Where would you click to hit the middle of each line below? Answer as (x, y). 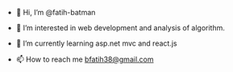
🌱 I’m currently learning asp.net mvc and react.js (96, 43)
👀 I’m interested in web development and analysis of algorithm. (121, 28)
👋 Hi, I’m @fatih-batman (56, 12)
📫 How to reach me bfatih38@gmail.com (85, 59)
